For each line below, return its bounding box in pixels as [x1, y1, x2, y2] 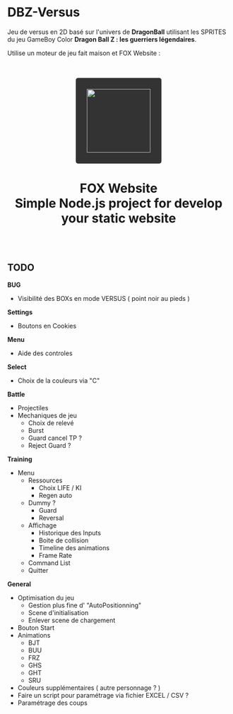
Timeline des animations [38, 543, 110, 552]
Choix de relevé [28, 418, 74, 427]
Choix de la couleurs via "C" [17, 376, 100, 385]
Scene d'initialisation [28, 608, 89, 617]
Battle [7, 390, 25, 398]
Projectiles [17, 403, 49, 412]
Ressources [28, 476, 63, 484]
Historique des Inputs [38, 528, 101, 537]
